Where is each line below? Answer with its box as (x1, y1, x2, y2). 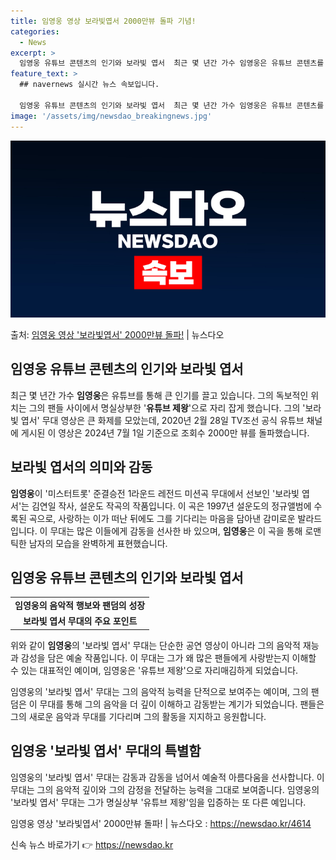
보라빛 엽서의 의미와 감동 (10, 459, 153, 476)
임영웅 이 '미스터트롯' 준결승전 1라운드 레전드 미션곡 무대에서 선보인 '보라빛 (10, 487, 300, 499)
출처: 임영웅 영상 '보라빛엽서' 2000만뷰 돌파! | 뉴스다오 (10, 329, 225, 340)
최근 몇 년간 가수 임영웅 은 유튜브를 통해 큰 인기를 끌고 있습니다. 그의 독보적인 (10, 389, 309, 401)
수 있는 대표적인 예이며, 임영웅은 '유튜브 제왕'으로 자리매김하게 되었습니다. (10, 664, 299, 676)
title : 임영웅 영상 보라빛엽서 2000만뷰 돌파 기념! (10, 16, 197, 26)
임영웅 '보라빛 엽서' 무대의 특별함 (10, 743, 202, 760)
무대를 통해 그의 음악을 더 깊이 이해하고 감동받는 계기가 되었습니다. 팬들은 (39, 698, 325, 710)
